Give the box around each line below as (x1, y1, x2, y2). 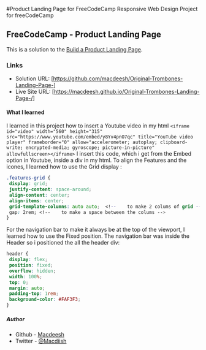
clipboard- (159, 139, 188, 146)
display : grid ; (9, 181, 48, 187)
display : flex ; (9, 257, 48, 263)
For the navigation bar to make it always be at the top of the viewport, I (6, 226, 185, 234)
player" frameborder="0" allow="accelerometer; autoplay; (6, 139, 158, 146)
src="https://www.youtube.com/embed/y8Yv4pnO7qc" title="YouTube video (6, 134, 193, 140)
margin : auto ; (9, 285, 45, 291)
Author (6, 315, 25, 322)
